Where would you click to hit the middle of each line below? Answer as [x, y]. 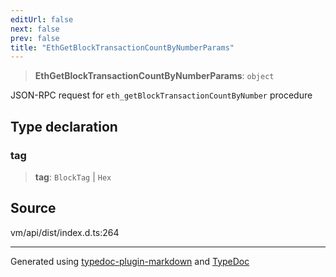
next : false [35, 29]
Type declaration [64, 126]
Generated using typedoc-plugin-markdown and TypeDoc [130, 261]
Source [33, 208]
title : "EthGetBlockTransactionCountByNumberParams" [122, 47]
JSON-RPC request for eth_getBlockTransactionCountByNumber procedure [161, 95]
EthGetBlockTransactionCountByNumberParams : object [154, 76]
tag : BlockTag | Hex [73, 177]
